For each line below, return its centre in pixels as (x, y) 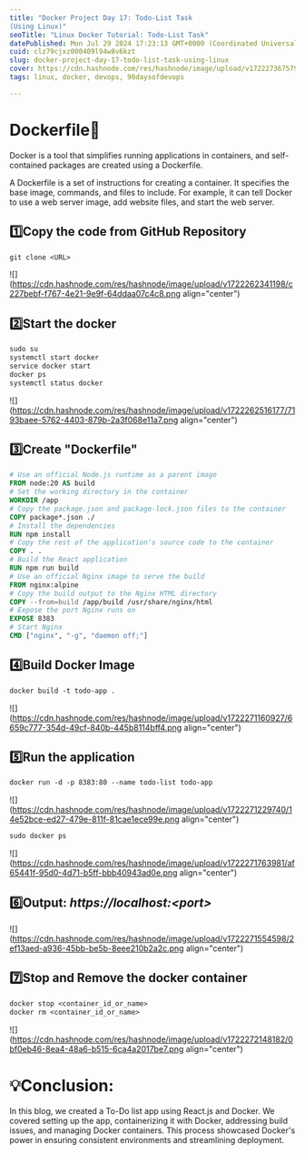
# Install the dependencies (63, 526)
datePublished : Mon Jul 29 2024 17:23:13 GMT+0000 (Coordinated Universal (154, 43)
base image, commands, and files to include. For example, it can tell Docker (151, 192)
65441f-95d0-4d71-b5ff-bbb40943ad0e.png (93, 873)
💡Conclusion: (62, 1085)
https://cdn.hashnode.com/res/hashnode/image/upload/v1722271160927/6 (152, 718)
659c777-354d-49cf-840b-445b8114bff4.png (96, 727)
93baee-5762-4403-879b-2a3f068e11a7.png (94, 420)
